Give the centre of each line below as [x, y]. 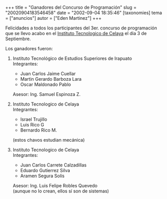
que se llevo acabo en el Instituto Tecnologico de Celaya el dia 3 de [76, 33]
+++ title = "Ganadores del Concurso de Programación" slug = [71, 7]
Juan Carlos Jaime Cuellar [48, 74]
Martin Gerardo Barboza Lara [51, 79]
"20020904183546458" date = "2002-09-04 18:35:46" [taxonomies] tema [84, 13]
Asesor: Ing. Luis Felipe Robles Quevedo [55, 186]
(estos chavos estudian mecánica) [49, 140]
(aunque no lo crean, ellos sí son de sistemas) [61, 191]
